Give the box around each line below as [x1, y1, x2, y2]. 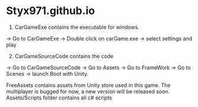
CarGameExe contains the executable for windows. [14, 24, 140, 31]
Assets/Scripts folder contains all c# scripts [6, 94, 112, 101]
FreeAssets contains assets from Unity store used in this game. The [6, 81, 171, 89]
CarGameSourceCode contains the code [14, 52, 114, 59]
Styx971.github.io [6, 4, 95, 18]
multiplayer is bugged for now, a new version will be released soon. [6, 88, 170, 95]
